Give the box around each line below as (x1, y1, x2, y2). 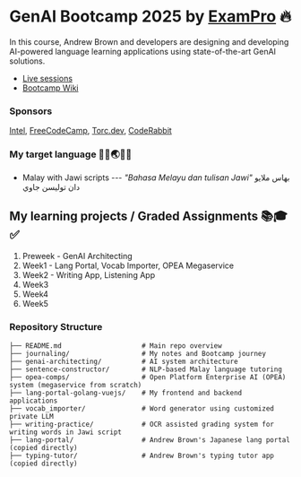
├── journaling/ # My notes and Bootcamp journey (9, 349, 267, 358)
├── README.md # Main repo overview (9, 341, 222, 351)
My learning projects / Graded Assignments (9, 208, 259, 223)
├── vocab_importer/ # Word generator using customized (9, 403, 275, 413)
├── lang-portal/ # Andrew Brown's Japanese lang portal (9, 435, 291, 445)
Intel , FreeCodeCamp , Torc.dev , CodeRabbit (9, 126, 172, 136)
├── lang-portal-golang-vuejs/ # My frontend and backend (9, 388, 243, 397)
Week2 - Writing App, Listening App (21, 270, 155, 281)
